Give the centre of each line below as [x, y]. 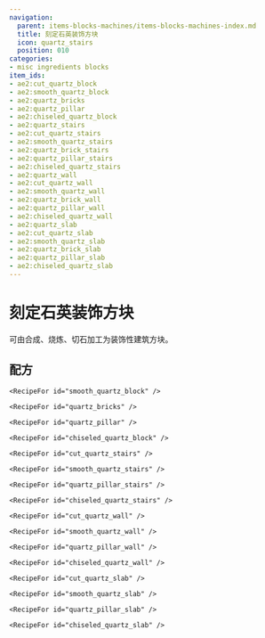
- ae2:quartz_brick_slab [55, 249]
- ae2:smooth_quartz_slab [57, 241]
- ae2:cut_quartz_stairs [55, 134]
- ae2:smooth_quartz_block [59, 92]
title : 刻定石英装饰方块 [58, 34]
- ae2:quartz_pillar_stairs [61, 158]
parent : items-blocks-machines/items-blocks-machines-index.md [137, 26]
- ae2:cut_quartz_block [53, 84]
